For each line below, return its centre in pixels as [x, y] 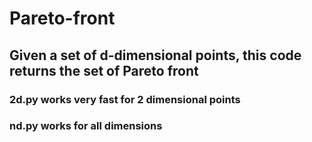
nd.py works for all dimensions [86, 126]
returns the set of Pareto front [104, 70]
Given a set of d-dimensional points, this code [155, 55]
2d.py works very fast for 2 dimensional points [125, 99]
